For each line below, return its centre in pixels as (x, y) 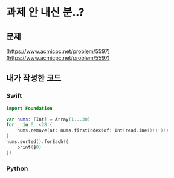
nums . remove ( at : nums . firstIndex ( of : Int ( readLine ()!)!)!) (93, 130)
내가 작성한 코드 (34, 78)
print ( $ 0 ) (30, 147)
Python (17, 168)
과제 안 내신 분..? (45, 12)
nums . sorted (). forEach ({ (37, 142)
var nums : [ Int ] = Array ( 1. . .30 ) (48, 119)
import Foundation (29, 108)
